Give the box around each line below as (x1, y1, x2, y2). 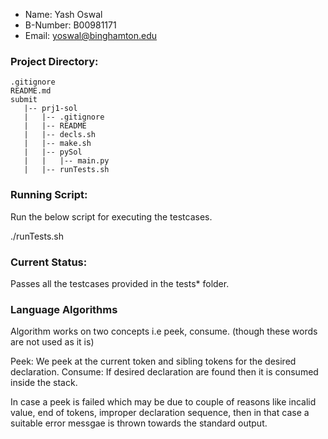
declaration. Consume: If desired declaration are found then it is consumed (10, 366, 319, 378)
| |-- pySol (23, 147, 83, 158)
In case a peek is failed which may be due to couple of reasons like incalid (10, 396, 317, 408)
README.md (10, 86, 52, 96)
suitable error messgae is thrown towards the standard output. (10, 417, 268, 429)
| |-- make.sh (23, 139, 92, 149)
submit (10, 95, 38, 105)
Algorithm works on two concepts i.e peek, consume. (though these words (10, 325, 318, 338)
